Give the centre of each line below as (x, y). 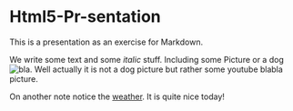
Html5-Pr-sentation (85, 17)
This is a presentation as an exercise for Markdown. (106, 42)
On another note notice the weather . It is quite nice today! (117, 96)
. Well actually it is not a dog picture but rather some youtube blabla (157, 69)
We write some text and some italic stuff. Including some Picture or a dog (146, 59)
